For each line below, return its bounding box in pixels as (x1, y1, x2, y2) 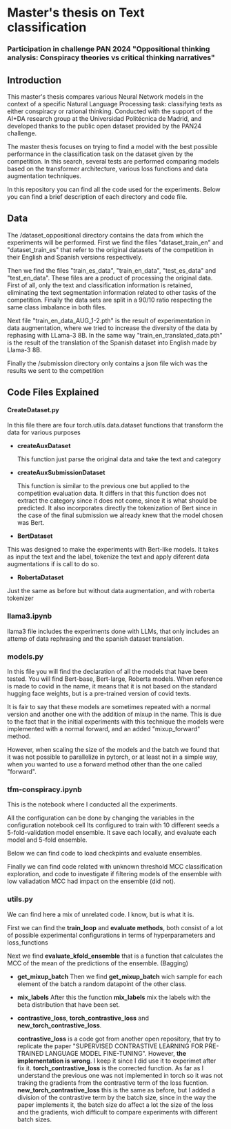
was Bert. (17, 519, 45, 527)
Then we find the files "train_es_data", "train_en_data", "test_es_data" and (7, 266, 217, 274)
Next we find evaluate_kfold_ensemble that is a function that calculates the (7, 952, 223, 960)
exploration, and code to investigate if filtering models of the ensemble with (7, 870, 222, 878)
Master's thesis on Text (7, 5, 145, 21)
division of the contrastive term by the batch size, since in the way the (17, 1093, 217, 1101)
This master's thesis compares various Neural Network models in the (7, 92, 203, 101)
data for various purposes (7, 428, 81, 436)
